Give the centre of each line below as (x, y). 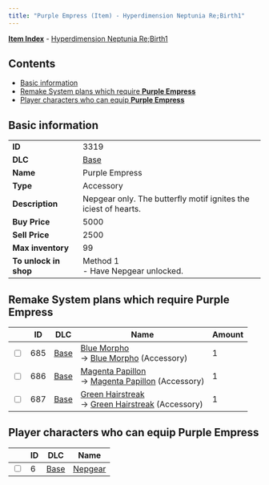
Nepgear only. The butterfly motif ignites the (166, 199)
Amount (228, 335)
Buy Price (31, 222)
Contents (32, 64)
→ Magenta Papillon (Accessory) (143, 382)
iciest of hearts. (112, 209)
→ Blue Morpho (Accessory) (134, 358)
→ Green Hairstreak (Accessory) (142, 404)
